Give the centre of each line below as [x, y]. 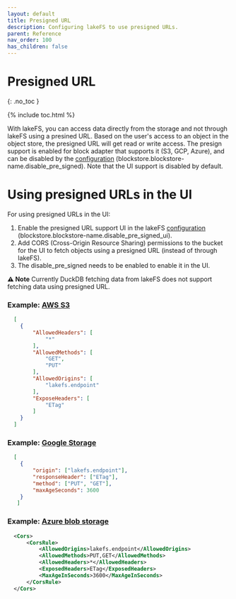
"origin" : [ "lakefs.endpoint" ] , [81, 470]
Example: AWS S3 [39, 304]
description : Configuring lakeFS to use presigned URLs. [93, 27]
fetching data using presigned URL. [59, 286]
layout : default [31, 14]
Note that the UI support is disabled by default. [155, 166]
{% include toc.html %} [41, 114]
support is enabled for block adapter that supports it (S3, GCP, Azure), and [116, 151]
